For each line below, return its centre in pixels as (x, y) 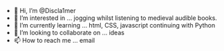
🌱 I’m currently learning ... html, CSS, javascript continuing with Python (114, 25)
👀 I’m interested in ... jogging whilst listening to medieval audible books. (115, 18)
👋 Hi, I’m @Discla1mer (45, 11)
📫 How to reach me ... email (54, 40)
